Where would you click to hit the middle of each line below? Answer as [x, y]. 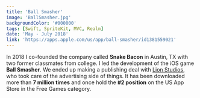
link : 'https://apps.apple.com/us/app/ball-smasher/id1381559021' [91, 40]
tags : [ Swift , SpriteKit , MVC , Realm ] [55, 29]
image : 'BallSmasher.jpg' [39, 17]
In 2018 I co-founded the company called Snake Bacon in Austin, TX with [97, 57]
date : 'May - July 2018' [37, 34]
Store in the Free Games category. [49, 89]
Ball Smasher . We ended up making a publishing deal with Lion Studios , [95, 69]
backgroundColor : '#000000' [42, 23]
